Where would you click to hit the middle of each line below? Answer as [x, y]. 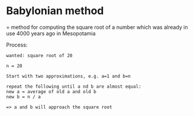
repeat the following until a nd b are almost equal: [74, 87]
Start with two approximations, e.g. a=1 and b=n [69, 76]
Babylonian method [55, 11]
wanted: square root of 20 [39, 55]
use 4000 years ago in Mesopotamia [51, 33]
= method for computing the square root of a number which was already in [97, 27]
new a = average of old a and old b [51, 92]
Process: [17, 45]
